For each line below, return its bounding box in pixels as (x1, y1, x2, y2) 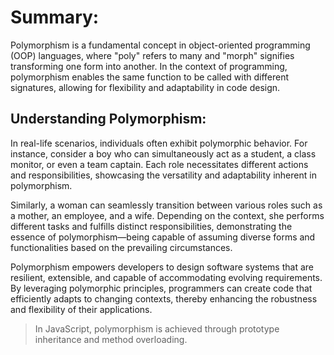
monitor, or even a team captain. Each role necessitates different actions (10, 158, 309, 170)
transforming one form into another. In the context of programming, (10, 60, 288, 72)
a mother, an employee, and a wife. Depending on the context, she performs (10, 209, 325, 221)
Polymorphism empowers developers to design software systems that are (10, 261, 314, 273)
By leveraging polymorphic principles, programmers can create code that (10, 282, 313, 294)
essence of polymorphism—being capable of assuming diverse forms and (10, 231, 316, 243)
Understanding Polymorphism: (10, 111, 207, 128)
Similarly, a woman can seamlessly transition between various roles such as (10, 199, 323, 211)
